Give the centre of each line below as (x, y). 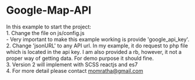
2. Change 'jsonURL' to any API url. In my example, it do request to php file (97, 46)
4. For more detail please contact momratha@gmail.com (75, 71)
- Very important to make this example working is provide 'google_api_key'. (98, 39)
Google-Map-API (49, 10)
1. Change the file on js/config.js (45, 33)
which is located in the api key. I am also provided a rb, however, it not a (94, 52)
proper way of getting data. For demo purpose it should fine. (80, 58)
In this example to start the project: (49, 27)
